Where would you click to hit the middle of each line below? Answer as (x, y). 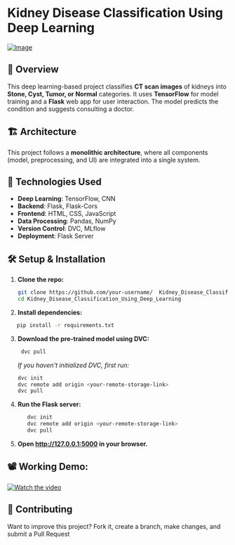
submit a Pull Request (39, 534)
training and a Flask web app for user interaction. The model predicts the (113, 101)
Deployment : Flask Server (55, 236)
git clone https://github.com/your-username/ (85, 293)
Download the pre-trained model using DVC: (83, 338)
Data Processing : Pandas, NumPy (67, 221)
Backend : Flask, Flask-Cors (58, 206)
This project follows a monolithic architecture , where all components (108, 152)
